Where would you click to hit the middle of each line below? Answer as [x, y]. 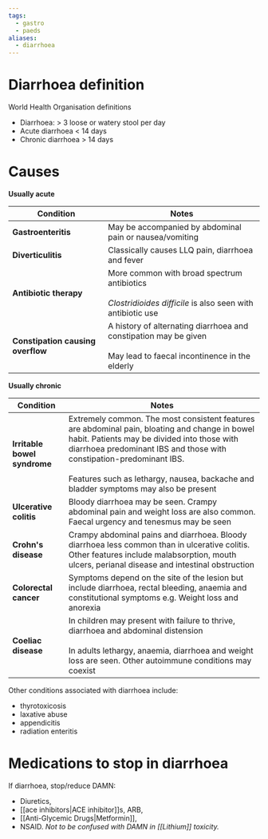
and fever [125, 260]
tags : [17, 16]
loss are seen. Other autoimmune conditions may [160, 660]
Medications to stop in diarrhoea [118, 763]
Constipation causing [54, 341]
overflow [30, 351]
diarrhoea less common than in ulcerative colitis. [159, 545]
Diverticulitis [37, 255]
